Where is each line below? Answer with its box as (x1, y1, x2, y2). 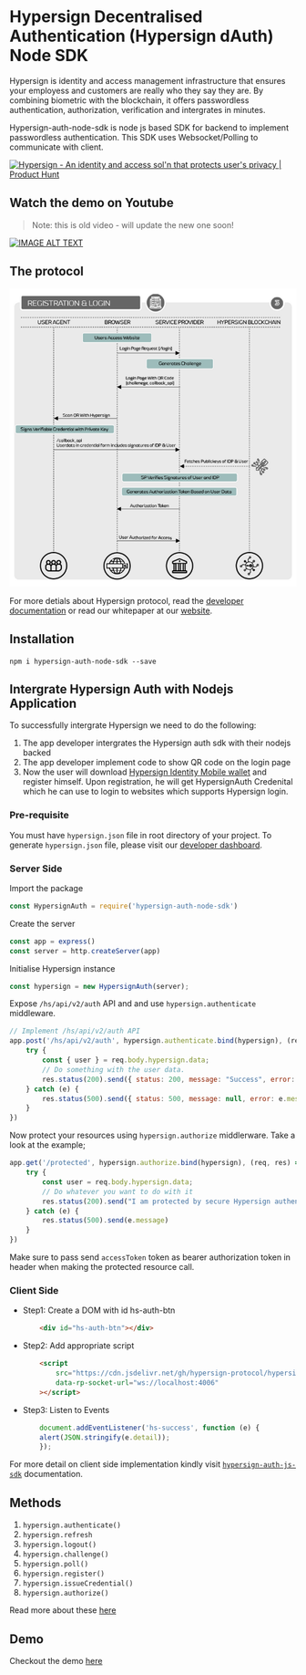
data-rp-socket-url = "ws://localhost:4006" (56, 1378, 219, 1388)
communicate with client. (9, 141, 104, 152)
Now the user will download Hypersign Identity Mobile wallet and (22, 766, 267, 777)
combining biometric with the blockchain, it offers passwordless (9, 94, 250, 106)
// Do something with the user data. (42, 1065, 185, 1074)
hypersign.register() (22, 1569, 105, 1579)
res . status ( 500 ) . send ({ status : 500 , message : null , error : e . (42, 1094, 288, 1103)
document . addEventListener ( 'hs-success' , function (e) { (39, 1423, 260, 1432)
